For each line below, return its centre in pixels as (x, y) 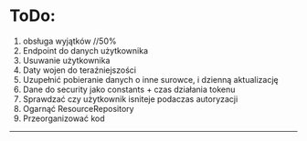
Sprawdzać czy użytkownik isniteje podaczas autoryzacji (130, 99)
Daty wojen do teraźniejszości (79, 70)
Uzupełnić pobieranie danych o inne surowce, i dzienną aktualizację (150, 79)
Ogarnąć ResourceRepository (78, 108)
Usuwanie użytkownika (66, 60)
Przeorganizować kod (64, 118)
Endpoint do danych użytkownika (85, 50)
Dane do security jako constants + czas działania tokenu (129, 89)
